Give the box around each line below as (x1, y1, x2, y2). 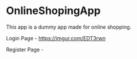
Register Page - (6, 46, 44, 53)
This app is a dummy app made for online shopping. (6, 23, 132, 30)
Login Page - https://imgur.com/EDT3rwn (6, 34, 106, 41)
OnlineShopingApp (6, 4, 101, 18)
